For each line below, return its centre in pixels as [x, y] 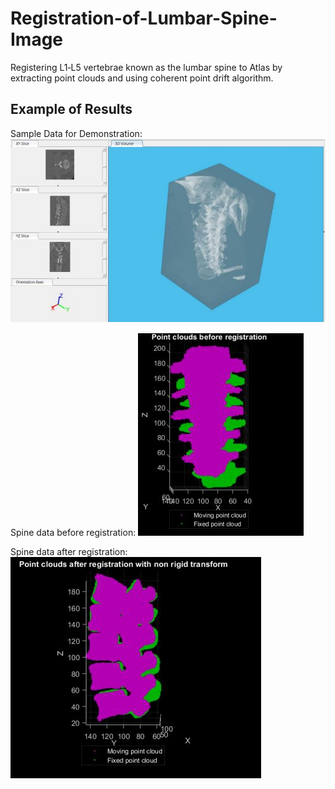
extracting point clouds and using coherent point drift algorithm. [142, 78]
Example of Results [71, 109]
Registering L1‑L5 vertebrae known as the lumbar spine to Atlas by [146, 67]
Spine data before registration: [73, 532]
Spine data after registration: [69, 551]
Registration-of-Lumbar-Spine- [144, 18]
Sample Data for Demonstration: [76, 133]
